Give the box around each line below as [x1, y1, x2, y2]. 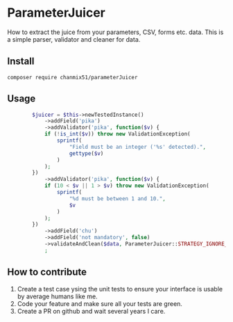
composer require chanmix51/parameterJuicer [7, 74, 138, 81]
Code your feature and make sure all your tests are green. [17, 299, 182, 307]
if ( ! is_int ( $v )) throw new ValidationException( [44, 131, 191, 138]
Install [7, 56, 35, 67]
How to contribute [7, 266, 87, 278]
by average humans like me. [17, 292, 98, 300]
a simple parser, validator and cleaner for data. [7, 35, 141, 43]
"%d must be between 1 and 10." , [69, 195, 166, 202]
